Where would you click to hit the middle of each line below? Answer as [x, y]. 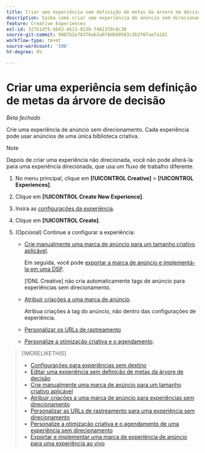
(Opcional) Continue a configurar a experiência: [75, 232]
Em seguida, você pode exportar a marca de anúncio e [93, 262]
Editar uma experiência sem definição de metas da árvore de [107, 371]
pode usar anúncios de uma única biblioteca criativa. [73, 136]
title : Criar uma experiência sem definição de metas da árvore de [94, 12]
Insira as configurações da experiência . [65, 208]
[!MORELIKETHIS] [44, 353]
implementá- [179, 262]
